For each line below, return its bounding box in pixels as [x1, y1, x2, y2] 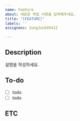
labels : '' [5, 21, 27, 26]
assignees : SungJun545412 [5, 26, 58, 30]
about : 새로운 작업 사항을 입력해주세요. [5, 12, 76, 17]
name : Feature [5, 7, 34, 12]
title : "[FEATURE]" [5, 16, 45, 21]
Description [5, 48, 41, 57]
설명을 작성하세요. [5, 61, 40, 67]
